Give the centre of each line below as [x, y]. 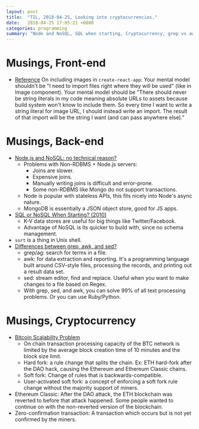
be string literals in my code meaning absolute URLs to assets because [101, 99]
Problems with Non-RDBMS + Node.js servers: [80, 164]
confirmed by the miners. [46, 419]
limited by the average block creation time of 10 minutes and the [102, 350]
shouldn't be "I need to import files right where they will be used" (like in [103, 86]
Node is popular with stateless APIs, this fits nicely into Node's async [108, 196]
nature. [32, 202]
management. [40, 234]
